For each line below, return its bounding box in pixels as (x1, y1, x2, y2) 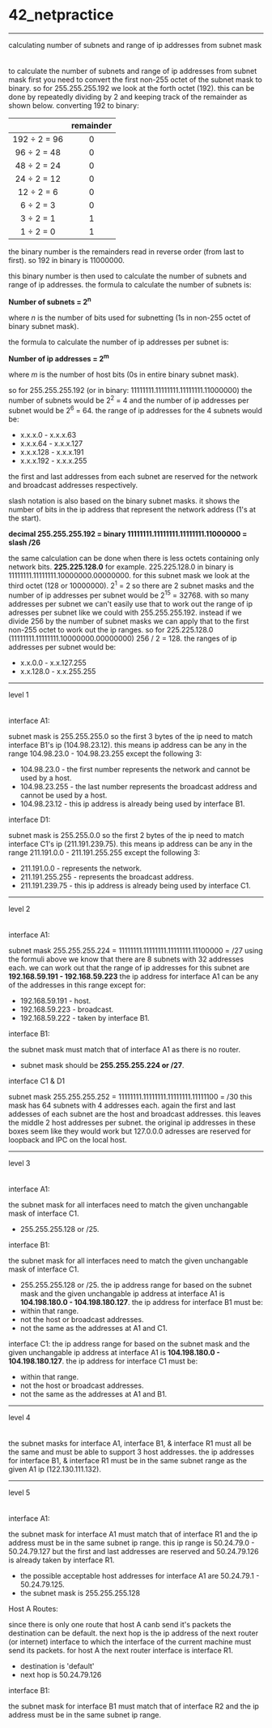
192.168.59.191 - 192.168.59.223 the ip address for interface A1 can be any (8, 971, 259, 981)
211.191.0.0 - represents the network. (19, 863, 142, 873)
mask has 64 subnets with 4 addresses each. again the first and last (8, 1100, 236, 1110)
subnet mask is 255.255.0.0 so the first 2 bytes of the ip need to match (8, 830, 244, 840)
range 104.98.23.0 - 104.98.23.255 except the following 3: (8, 749, 202, 758)
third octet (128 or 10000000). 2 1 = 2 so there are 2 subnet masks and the (8, 579, 255, 590)
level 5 (8, 1488, 31, 1497)
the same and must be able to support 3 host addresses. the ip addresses (8, 1447, 255, 1457)
